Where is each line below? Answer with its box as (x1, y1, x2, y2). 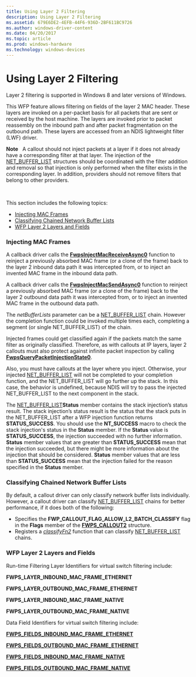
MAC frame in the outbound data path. (6, 300, 99, 307)
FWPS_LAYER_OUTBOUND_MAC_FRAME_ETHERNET (6, 585, 138, 592)
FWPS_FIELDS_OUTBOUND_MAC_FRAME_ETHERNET (6, 642, 139, 649)
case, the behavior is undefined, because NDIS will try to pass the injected (6, 384, 187, 391)
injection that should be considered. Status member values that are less (6, 451, 181, 458)
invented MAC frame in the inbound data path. (6, 269, 118, 276)
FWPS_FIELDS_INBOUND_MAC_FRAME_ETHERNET (6, 630, 134, 637)
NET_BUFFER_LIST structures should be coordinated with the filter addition (6, 158, 188, 165)
